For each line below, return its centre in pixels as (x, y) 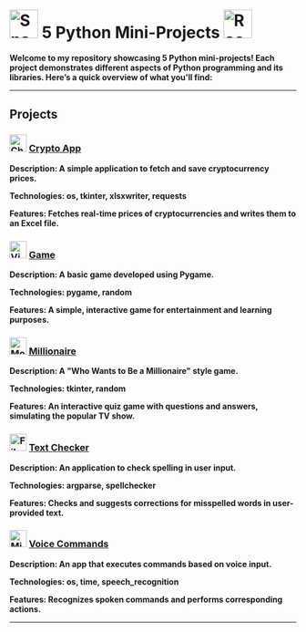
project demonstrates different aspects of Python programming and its (147, 67)
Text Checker (59, 448)
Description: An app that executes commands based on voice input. (141, 564)
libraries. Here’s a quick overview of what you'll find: (111, 77)
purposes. (30, 319)
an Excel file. (34, 223)
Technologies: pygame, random (71, 292)
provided (27, 513)
